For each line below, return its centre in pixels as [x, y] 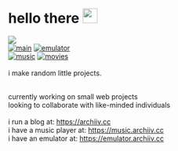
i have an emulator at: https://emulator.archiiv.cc [86, 138]
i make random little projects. [55, 73]
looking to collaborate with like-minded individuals [89, 105]
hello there [44, 18]
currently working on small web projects [73, 96]
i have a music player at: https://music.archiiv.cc [86, 130]
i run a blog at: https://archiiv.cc [60, 121]
